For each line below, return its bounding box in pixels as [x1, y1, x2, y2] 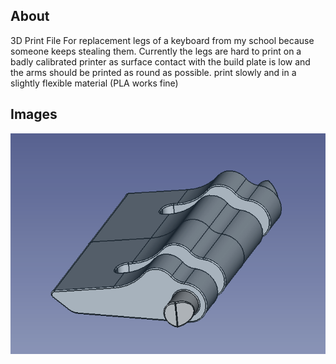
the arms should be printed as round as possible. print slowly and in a [10, 66, 297, 78]
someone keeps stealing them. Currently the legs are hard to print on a [10, 45, 302, 57]
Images [10, 106, 58, 123]
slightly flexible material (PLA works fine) [10, 77, 179, 89]
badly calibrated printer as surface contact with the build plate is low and [10, 55, 311, 68]
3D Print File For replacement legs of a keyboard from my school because [10, 34, 315, 46]
